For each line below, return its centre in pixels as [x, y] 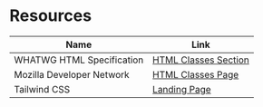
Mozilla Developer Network [72, 74]
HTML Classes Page [196, 74]
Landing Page [182, 89]
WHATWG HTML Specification [79, 60]
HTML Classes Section [201, 60]
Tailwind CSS [42, 89]
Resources [51, 16]
